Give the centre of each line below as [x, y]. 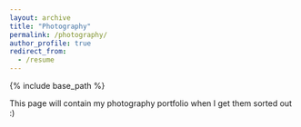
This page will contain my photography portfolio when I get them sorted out [151, 103]
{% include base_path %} [57, 86]
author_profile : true [50, 43]
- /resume [36, 60]
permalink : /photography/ [58, 34]
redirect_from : [38, 52]
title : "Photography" [50, 26]
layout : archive [40, 18]
